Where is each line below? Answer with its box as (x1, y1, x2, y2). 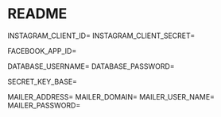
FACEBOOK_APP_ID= (7, 46, 77, 55)
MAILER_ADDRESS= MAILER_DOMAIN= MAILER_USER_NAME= (7, 92, 215, 101)
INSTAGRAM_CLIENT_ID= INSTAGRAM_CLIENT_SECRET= (7, 31, 196, 40)
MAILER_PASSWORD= (7, 100, 81, 110)
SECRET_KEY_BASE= (7, 77, 77, 86)
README (7, 5, 68, 23)
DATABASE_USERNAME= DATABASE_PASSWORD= (7, 61, 176, 71)
